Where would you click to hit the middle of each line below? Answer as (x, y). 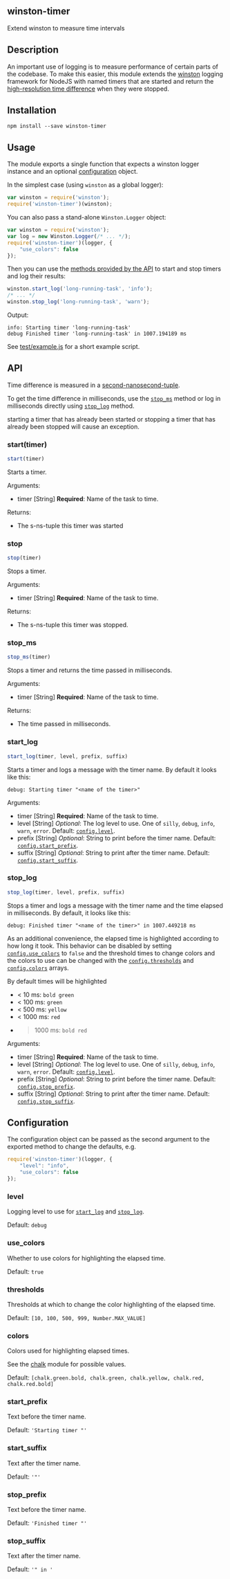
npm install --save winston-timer (57, 126)
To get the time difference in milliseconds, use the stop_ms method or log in (114, 398)
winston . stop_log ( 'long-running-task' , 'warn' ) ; (78, 302)
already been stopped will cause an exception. (74, 426)
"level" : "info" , (45, 1166)
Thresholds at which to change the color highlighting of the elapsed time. (111, 1304)
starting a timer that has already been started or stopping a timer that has (112, 419)
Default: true (26, 1271)
